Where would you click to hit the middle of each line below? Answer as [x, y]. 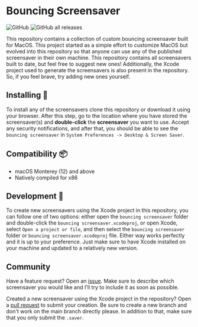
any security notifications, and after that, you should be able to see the [92, 128]
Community [28, 267]
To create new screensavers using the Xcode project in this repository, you [98, 210]
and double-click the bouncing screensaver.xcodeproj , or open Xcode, [92, 223]
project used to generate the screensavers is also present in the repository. [98, 70]
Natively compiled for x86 [46, 177]
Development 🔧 [35, 196]
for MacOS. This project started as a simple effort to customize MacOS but [97, 45]
